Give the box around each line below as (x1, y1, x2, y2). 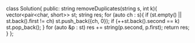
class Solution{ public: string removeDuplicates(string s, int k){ (6, 5, 157, 12)
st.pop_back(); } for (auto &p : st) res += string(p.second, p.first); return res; (6, 24, 190, 31)
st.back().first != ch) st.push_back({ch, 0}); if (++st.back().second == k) (6, 18, 180, 24)
